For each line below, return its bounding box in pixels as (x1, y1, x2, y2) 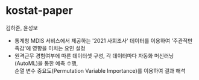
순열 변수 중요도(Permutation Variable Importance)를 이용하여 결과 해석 (14, 67, 186, 74)
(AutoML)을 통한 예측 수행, (14, 60, 78, 67)
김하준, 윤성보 (5, 24, 39, 31)
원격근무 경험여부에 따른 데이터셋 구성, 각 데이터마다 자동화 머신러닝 (14, 52, 174, 59)
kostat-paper (5, 4, 73, 17)
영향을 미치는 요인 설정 (32, 45, 86, 52)
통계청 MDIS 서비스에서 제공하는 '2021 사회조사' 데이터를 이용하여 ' (14, 37, 174, 44)
